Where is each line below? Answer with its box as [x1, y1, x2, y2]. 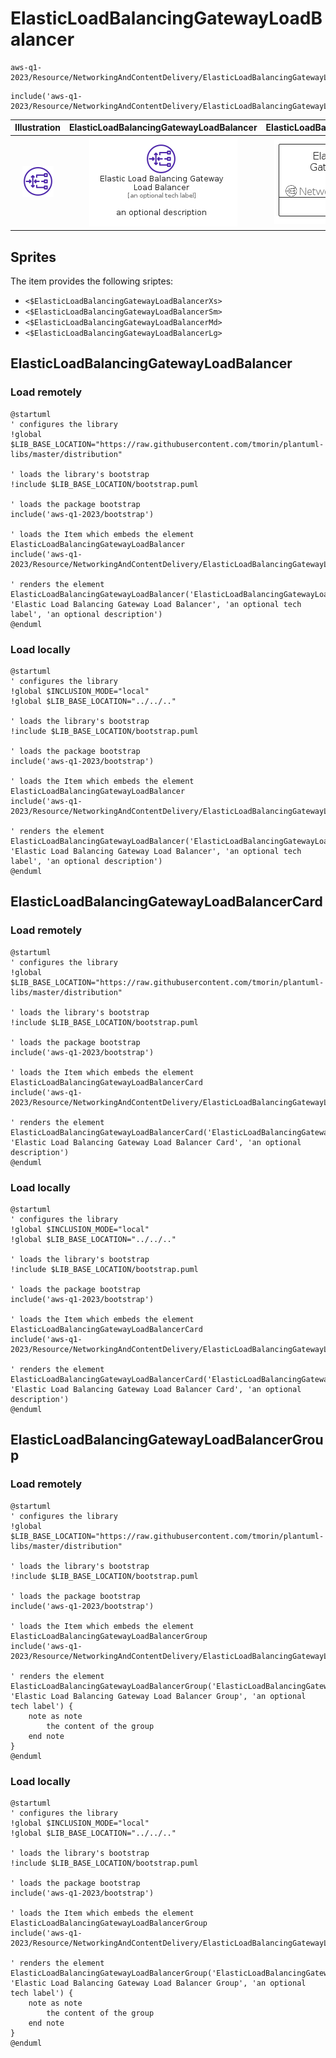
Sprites [10, 248, 57, 266]
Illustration [14, 122, 62, 134]
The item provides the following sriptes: [10, 275, 174, 287]
